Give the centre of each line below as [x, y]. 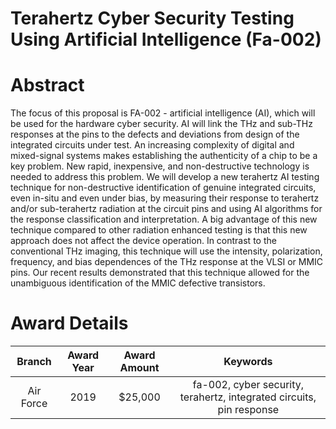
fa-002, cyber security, [248, 385]
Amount [139, 368]
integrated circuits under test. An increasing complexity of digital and [152, 145]
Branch [34, 362]
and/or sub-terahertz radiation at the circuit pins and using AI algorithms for [166, 209]
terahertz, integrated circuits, [248, 397]
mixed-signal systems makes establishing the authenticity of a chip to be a [164, 156]
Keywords [248, 362]
